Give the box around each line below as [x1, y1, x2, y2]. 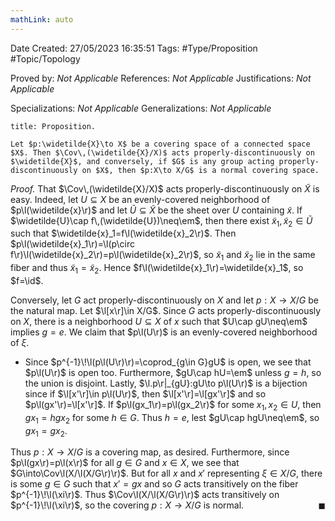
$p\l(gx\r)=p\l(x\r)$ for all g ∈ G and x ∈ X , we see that [10, 457, 240, 469]
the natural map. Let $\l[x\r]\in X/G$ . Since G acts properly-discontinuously [10, 305, 322, 317]
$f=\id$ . [10, 275, 44, 287]
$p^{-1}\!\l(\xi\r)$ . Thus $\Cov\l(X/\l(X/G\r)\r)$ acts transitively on [10, 489, 280, 501]
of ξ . [10, 337, 30, 349]
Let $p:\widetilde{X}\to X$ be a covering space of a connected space [10, 139, 311, 149]
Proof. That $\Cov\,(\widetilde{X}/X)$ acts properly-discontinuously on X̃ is [10, 182, 320, 195]
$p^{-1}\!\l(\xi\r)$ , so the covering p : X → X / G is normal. [10, 499, 245, 511]
